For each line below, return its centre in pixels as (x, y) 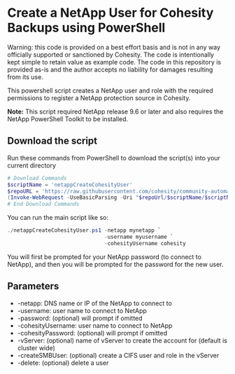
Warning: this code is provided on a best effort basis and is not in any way (114, 47)
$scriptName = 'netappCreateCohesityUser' (70, 185)
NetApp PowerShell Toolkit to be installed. (68, 119)
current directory (32, 165)
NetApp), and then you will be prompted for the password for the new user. (115, 264)
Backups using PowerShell (86, 28)
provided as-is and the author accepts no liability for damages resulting (110, 69)
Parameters (33, 286)
